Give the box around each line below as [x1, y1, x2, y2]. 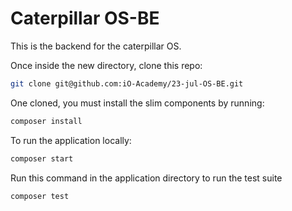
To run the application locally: [10, 134, 132, 146]
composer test [10, 191, 70, 201]
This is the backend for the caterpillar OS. [10, 40, 182, 52]
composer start [10, 153, 74, 164]
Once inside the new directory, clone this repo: [10, 59, 203, 71]
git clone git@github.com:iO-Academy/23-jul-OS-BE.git [10, 78, 244, 89]
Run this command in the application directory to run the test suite [10, 172, 283, 184]
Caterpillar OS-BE [10, 7, 160, 30]
